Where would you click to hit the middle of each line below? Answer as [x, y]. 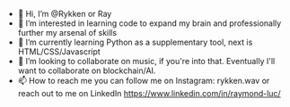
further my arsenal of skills [67, 33]
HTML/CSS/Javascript [59, 52]
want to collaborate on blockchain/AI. [87, 70]
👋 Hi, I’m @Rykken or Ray [65, 14]
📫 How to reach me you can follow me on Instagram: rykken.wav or [144, 81]
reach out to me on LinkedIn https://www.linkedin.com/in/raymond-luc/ [149, 93]
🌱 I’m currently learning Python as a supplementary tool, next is [135, 42]
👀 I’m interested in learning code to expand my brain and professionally [149, 23]
